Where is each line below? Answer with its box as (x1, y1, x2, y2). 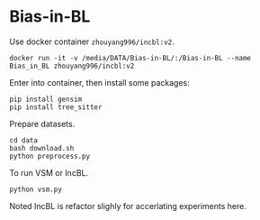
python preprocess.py (9, 151, 91, 160)
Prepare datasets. (9, 118, 76, 129)
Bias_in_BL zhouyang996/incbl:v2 (9, 61, 135, 70)
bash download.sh (9, 143, 75, 152)
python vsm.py (9, 185, 63, 194)
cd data (9, 135, 39, 145)
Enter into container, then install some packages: (9, 77, 191, 87)
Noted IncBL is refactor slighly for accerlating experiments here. (9, 200, 247, 211)
